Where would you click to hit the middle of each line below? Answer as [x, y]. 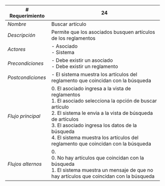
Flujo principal [24, 116]
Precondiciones [26, 63]
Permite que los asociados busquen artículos [103, 32]
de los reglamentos [73, 38]
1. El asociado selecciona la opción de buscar [104, 101]
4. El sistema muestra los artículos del [95, 138]
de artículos [65, 119]
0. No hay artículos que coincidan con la [98, 158]
